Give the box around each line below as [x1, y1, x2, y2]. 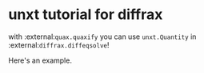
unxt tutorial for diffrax [8, 6, 163, 24]
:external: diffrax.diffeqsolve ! [8, 40, 110, 49]
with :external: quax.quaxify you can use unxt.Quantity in [8, 32, 197, 41]
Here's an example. [8, 56, 72, 65]
